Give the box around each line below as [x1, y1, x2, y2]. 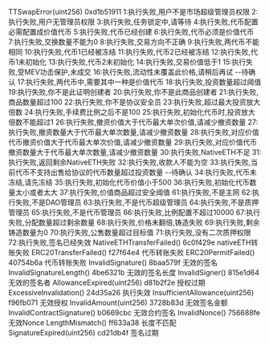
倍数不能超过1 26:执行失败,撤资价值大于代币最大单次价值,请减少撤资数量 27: [8, 117, 259, 127]
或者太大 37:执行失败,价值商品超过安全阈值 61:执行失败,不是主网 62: [29, 188, 253, 197]
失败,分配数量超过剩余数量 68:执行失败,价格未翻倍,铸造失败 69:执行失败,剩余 [8, 217, 260, 227]
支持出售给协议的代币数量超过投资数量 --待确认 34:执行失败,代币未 [35, 168, 257, 177]
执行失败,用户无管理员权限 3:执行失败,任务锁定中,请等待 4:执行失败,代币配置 [8, 17, 259, 26]
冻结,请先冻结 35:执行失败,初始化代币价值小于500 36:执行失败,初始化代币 [8, 177, 251, 187]
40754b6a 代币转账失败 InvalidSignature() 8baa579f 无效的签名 [8, 258, 218, 267]
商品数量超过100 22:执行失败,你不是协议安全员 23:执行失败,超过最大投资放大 [8, 97, 261, 107]
